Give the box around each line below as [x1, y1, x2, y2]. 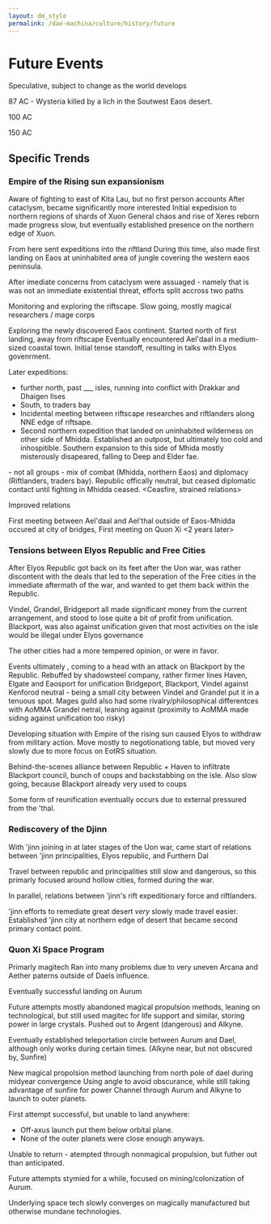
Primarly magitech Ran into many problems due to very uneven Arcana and [8, 963, 259, 972]
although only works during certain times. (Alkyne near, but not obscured [8, 1043, 252, 1053]
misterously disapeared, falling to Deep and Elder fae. [19, 452, 200, 461]
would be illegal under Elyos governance [8, 631, 144, 640]
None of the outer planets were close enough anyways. [19, 1134, 205, 1144]
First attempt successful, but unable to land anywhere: [8, 1110, 190, 1120]
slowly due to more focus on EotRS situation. [8, 746, 158, 756]
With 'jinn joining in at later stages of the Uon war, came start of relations [8, 842, 252, 852]
